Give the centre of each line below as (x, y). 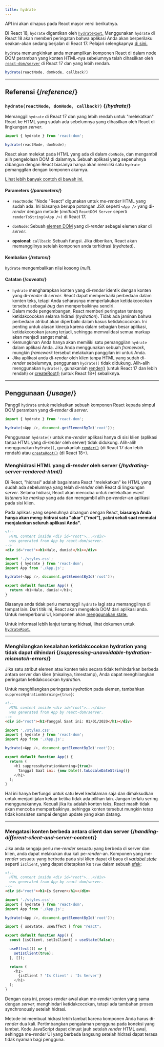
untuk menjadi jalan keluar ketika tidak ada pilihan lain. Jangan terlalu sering (82, 799)
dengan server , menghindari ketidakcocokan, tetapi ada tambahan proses (79, 1004)
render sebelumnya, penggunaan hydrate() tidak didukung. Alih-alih (81, 363)
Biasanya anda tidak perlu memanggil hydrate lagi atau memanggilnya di (78, 604)
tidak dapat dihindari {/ (33, 652)
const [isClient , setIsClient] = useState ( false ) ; (62, 940)
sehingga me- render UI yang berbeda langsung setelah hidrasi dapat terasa (81, 1034)
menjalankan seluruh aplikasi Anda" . (43, 523)
